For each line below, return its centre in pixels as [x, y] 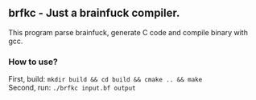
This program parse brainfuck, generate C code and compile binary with [128, 32]
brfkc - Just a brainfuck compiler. [94, 13]
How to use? [33, 62]
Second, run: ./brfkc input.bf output [72, 88]
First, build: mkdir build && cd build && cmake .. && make [105, 79]
